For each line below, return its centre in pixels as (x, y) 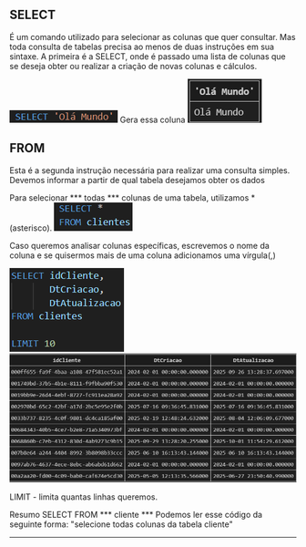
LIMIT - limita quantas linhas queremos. (83, 497)
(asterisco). (31, 228)
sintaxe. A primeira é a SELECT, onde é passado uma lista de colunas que (148, 56)
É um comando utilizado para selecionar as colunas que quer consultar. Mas (153, 36)
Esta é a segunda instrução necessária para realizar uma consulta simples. (150, 170)
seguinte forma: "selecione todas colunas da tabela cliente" (122, 524)
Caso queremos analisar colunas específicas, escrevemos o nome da (140, 245)
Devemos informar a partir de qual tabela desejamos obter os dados (138, 180)
